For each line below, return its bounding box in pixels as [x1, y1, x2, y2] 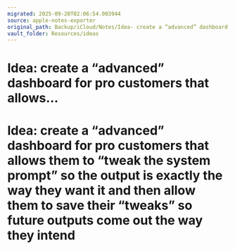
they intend [7, 227, 76, 243]
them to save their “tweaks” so [7, 197, 193, 213]
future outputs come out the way [7, 212, 203, 228]
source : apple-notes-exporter [7, 17, 96, 24]
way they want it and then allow [7, 182, 196, 198]
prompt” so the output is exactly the [7, 167, 223, 183]
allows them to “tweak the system [7, 152, 211, 168]
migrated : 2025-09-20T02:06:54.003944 [7, 10, 121, 18]
